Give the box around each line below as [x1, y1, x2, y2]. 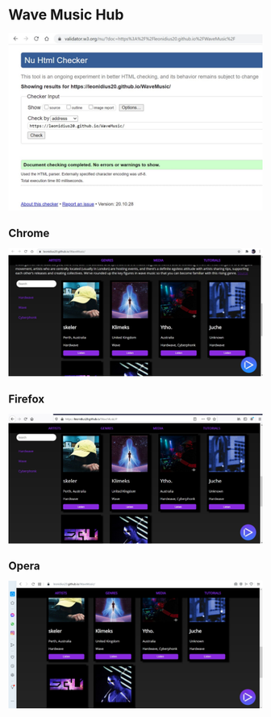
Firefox [8, 392, 45, 406]
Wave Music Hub [8, 6, 124, 24]
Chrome [8, 226, 50, 240]
